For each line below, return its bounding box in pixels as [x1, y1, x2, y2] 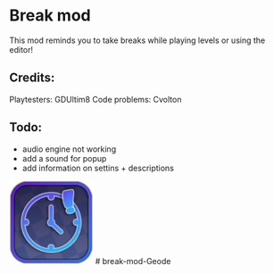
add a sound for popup [21, 153, 107, 163]
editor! [9, 44, 34, 54]
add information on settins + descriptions [21, 162, 174, 173]
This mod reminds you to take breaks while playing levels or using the [9, 35, 266, 46]
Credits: [9, 71, 55, 86]
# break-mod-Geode [95, 255, 171, 266]
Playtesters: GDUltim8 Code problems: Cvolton [9, 94, 182, 104]
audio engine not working [21, 144, 117, 154]
